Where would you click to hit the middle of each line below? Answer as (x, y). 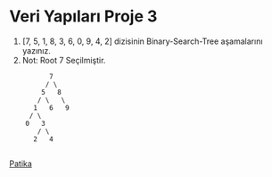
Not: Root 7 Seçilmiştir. (64, 60)
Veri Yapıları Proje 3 (83, 17)
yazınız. (37, 50)
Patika (21, 164)
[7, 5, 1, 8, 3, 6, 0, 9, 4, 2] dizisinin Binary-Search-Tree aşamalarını (142, 41)
